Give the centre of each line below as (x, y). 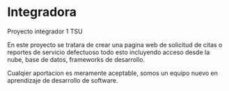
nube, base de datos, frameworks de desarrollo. (76, 59)
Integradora (42, 12)
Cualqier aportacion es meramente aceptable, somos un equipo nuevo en (112, 73)
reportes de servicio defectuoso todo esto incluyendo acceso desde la (109, 52)
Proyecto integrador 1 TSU (45, 31)
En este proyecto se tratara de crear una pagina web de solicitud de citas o (115, 44)
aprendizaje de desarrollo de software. (63, 80)
